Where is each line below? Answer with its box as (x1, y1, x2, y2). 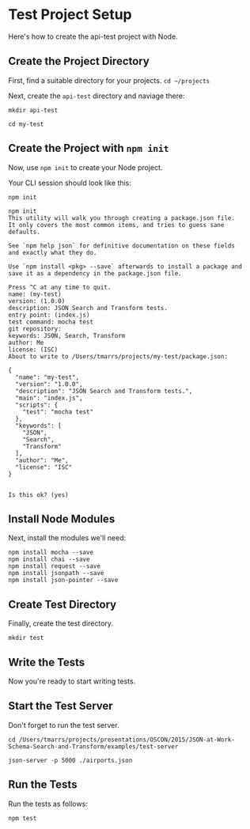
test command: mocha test (8, 318, 93, 326)
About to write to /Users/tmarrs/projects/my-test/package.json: (8, 352, 228, 361)
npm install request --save (8, 562, 101, 570)
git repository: (8, 324, 62, 333)
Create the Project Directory (8, 55, 150, 68)
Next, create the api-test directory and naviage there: (8, 91, 185, 100)
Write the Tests (8, 655, 85, 669)
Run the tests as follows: (8, 799, 89, 808)
